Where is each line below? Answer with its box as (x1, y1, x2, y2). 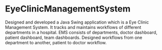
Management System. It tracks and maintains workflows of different (5, 24, 142, 30)
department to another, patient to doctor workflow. (5, 39, 107, 45)
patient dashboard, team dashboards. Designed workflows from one (5, 35, 142, 40)
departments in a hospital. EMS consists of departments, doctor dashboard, (5, 29, 158, 35)
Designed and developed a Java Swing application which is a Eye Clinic (5, 19, 149, 25)
